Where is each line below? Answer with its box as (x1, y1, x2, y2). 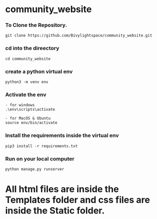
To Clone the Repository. (5, 22, 67, 29)
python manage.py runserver (5, 166, 65, 171)
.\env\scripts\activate (5, 107, 56, 112)
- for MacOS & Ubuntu (5, 116, 51, 121)
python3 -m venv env (5, 79, 49, 84)
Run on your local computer (5, 155, 75, 162)
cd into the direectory (5, 45, 60, 52)
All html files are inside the (5, 184, 119, 195)
